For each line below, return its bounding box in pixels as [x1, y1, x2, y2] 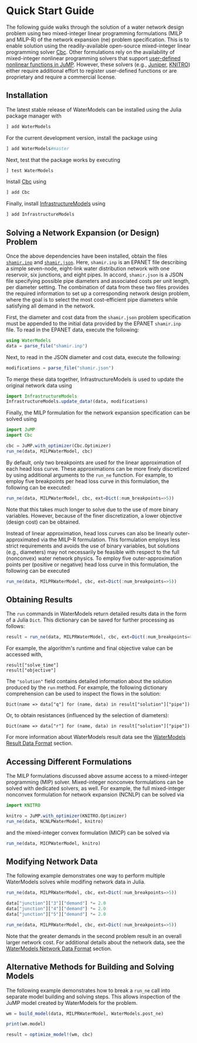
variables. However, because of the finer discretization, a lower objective [6, 512, 182, 519]
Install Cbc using [6, 178, 47, 185]
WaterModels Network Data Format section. [6, 945, 113, 952]
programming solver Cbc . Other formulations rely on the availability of [6, 48, 175, 55]
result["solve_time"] [6, 662, 59, 669]
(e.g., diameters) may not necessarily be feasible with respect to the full [6, 548, 180, 555]
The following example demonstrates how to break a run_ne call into [6, 987, 171, 994]
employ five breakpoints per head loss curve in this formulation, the [6, 477, 169, 485]
